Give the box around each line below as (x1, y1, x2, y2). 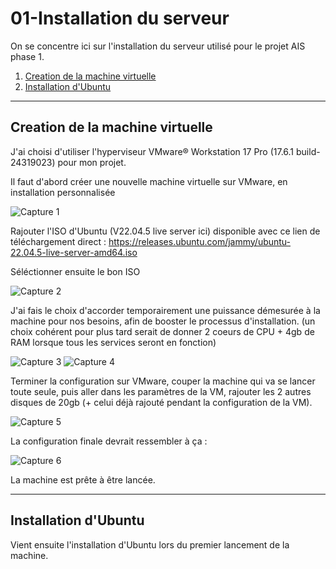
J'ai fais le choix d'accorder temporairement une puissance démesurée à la (10, 304, 321, 316)
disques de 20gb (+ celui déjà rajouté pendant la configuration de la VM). (10, 396, 313, 408)
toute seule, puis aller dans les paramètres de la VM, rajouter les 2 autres (10, 385, 312, 397)
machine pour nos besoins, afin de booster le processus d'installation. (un (10, 315, 316, 327)
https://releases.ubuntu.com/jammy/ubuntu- (108, 235, 292, 247)
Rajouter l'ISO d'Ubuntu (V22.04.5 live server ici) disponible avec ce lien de (10, 225, 321, 237)
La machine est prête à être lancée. (10, 473, 156, 486)
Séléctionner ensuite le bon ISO (10, 265, 141, 277)
